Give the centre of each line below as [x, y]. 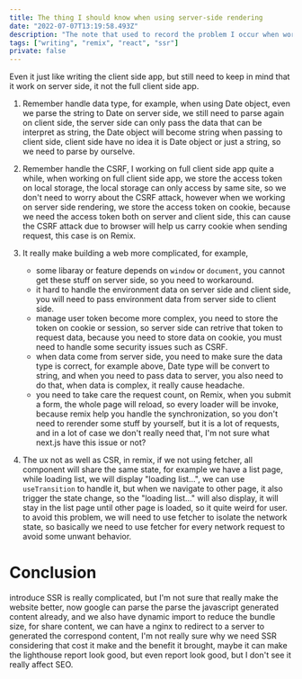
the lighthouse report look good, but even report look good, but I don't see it [151, 655]
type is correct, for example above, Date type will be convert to [152, 366]
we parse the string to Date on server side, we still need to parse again [153, 113]
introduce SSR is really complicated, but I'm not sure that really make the [144, 598]
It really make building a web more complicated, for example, [135, 254]
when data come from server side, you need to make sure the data [159, 357]
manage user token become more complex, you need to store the [157, 318]
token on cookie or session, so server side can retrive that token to [160, 328]
